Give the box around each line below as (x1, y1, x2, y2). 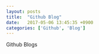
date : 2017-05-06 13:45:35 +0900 (6, 19, 94, 25)
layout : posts (6, 8, 41, 15)
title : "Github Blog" (6, 14, 62, 20)
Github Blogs (6, 41, 38, 48)
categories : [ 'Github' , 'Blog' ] (6, 25, 85, 31)
